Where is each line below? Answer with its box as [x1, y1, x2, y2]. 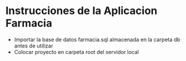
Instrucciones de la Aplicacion [5, 4, 158, 18]
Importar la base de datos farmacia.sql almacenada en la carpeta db [14, 36, 181, 43]
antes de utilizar [14, 42, 54, 49]
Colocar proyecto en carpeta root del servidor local [14, 48, 139, 55]
